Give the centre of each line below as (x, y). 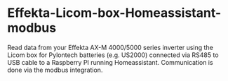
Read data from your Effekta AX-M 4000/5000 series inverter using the (110, 47)
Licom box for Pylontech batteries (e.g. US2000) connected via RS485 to (113, 55)
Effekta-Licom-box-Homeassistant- (114, 13)
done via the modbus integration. (55, 70)
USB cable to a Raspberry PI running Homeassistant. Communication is (110, 62)
